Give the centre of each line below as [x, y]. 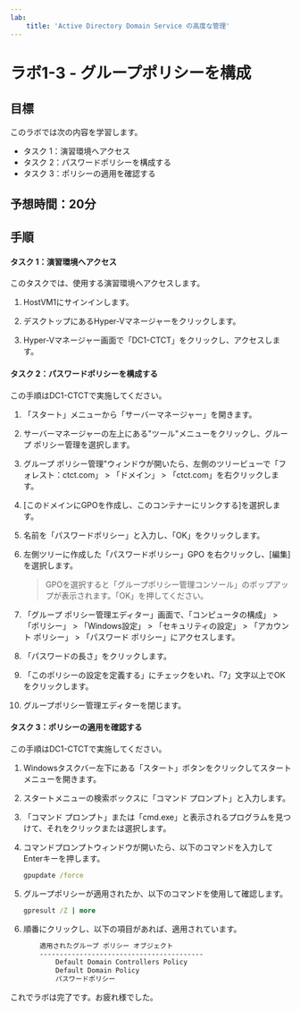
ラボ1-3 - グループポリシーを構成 [131, 73]
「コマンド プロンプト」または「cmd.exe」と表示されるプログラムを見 [153, 817]
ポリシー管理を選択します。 [84, 445]
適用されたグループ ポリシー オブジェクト [106, 946]
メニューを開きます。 [62, 778]
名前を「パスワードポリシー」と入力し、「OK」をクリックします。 [144, 535]
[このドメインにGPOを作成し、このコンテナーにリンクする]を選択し [148, 505]
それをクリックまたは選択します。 [109, 828]
